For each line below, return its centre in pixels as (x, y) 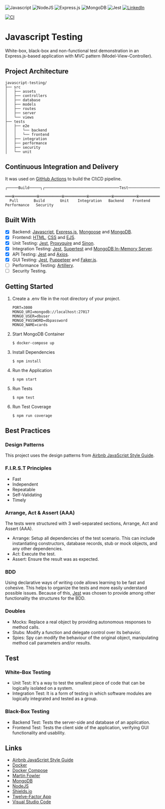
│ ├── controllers (26, 96)
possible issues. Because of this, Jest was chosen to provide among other (80, 593)
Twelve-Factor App (32, 797)
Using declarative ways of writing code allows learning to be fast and (75, 583)
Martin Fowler (26, 775)
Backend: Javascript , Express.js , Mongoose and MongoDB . (72, 232)
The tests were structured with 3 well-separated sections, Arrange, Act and (82, 523)
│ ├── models (21, 104)
